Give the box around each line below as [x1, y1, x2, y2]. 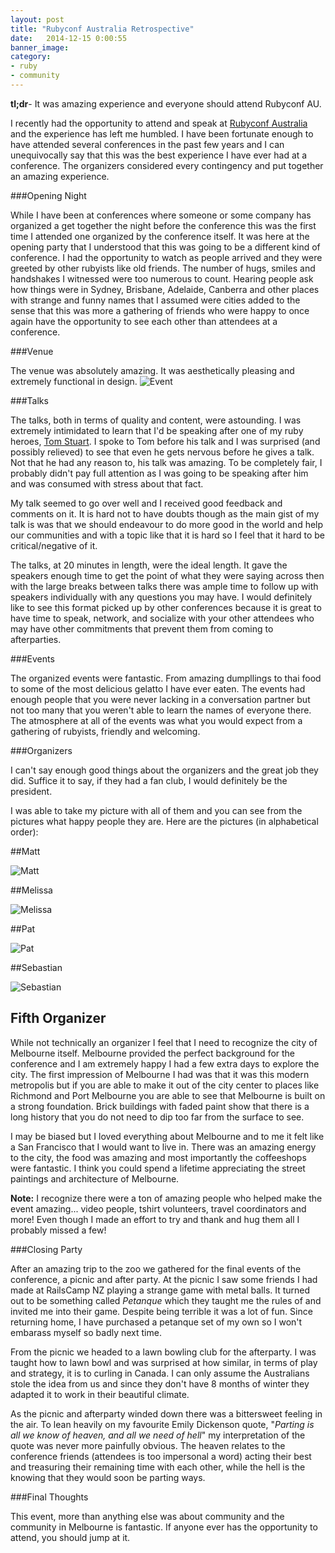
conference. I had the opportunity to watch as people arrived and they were [10, 251, 323, 263]
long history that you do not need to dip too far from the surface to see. [10, 1111, 305, 1123]
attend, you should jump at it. [10, 1531, 131, 1543]
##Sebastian [10, 961, 63, 973]
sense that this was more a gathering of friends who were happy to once [10, 304, 310, 316]
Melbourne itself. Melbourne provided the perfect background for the [10, 1047, 296, 1059]
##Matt [10, 845, 41, 857]
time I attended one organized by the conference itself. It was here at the [10, 230, 310, 242]
